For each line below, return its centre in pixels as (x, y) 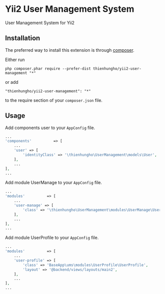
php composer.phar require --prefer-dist (48, 68)
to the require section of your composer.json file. (54, 100)
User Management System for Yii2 (40, 23)
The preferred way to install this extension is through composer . (70, 50)
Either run (15, 60)
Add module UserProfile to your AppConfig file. (52, 238)
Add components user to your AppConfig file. (50, 128)
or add (12, 82)
